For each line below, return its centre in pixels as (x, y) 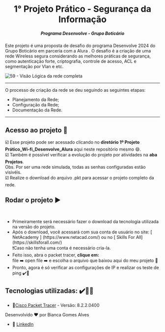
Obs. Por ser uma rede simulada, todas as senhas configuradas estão (75, 167)
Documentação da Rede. (37, 110)
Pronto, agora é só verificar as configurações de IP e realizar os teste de (85, 267)
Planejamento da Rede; (36, 100)
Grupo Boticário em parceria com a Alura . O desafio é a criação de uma (78, 51)
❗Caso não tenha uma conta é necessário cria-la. (61, 248)
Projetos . (14, 162)
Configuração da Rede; (36, 105)
